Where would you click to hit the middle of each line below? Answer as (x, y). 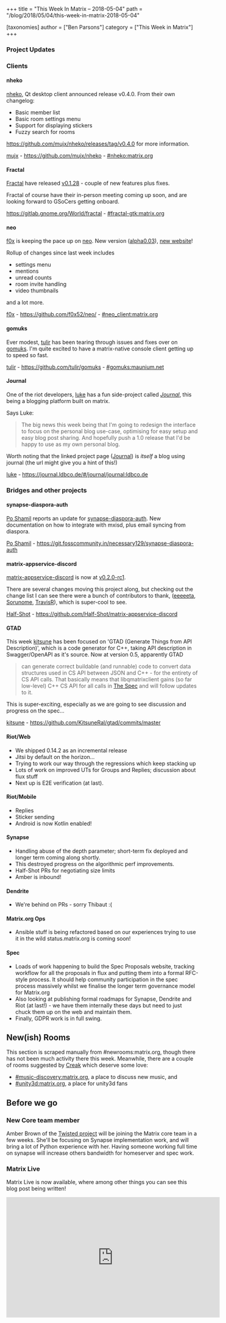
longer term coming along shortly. (58, 858)
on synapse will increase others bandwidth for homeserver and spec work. (100, 1153)
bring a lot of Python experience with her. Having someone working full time (102, 1147)
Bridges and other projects (47, 490)
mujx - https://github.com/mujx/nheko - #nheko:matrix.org (80, 156)
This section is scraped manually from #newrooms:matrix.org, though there (101, 1052)
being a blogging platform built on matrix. (58, 401)
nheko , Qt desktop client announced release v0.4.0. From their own (91, 94)
